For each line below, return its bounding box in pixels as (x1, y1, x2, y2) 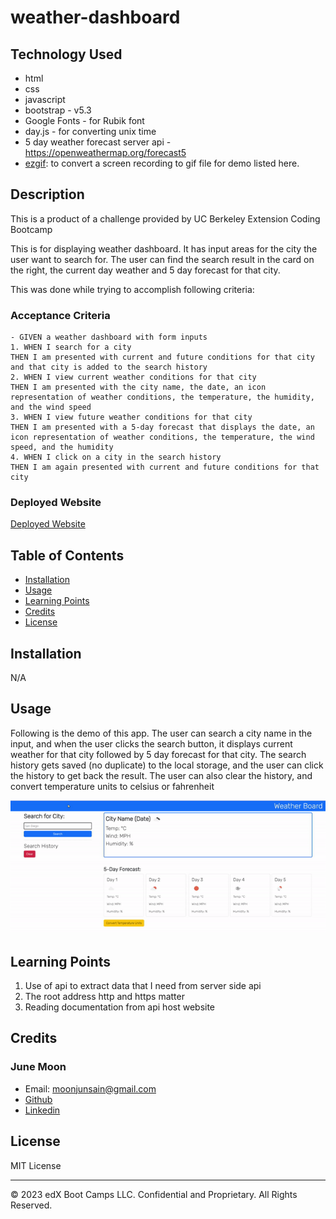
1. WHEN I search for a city (10, 342, 132, 353)
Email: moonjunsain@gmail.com (24, 1082, 157, 1095)
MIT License (10, 1159, 62, 1171)
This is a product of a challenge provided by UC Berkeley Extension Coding (10, 212, 321, 225)
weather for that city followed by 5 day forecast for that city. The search (10, 748, 307, 760)
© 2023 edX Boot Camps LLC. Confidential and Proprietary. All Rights (10, 1188, 298, 1200)
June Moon (10, 1060, 67, 1074)
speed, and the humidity (10, 442, 114, 453)
